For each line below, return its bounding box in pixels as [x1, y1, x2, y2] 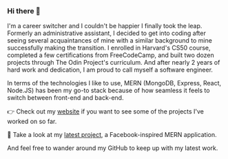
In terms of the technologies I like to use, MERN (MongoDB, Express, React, [7, 79, 222, 87]
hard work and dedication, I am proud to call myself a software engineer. [7, 65, 214, 74]
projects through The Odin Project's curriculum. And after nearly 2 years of [7, 59, 220, 67]
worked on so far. [7, 117, 57, 126]
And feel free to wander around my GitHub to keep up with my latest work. [7, 144, 218, 152]
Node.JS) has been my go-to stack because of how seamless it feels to [7, 86, 210, 95]
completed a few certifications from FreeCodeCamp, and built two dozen [7, 51, 215, 59]
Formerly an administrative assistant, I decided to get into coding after [7, 29, 207, 37]
